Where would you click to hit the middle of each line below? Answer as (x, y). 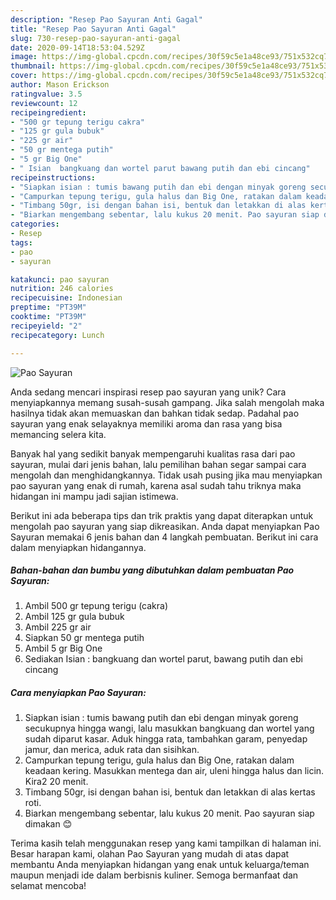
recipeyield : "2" (46, 326)
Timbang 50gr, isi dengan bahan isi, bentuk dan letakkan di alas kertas (170, 792)
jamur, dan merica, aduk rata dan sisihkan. (112, 750)
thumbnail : (33, 66)
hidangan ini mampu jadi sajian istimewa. (94, 496)
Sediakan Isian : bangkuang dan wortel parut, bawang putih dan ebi (163, 659)
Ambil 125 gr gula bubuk (74, 617)
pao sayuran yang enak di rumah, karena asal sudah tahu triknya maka (156, 485)
